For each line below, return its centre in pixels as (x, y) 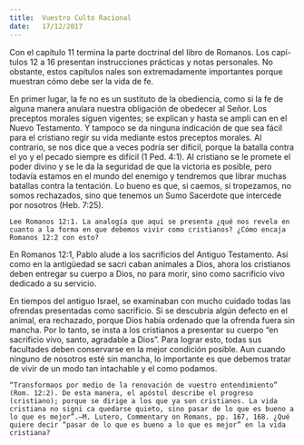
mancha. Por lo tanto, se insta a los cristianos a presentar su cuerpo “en (144, 330)
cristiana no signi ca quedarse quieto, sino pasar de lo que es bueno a (152, 409)
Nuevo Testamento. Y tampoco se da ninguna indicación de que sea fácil (146, 127)
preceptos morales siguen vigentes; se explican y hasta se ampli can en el (148, 118)
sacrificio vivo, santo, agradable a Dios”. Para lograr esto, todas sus (136, 339)
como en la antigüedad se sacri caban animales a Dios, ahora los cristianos (150, 263)
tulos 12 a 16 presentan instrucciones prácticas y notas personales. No (142, 62)
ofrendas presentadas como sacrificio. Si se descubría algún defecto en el (149, 311)
